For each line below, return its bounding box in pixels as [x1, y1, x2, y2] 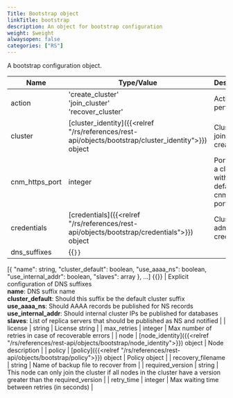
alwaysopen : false [7, 36, 60, 43]
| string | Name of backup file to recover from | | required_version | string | [7, 361, 218, 369]
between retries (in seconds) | [7, 383, 94, 391]
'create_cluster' [68, 89, 119, 99]
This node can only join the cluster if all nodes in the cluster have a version [7, 368, 221, 377]
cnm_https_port [10, 178, 62, 187]
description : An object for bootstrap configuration [7, 23, 163, 30]
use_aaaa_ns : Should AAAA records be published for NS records [7, 302, 193, 310]
